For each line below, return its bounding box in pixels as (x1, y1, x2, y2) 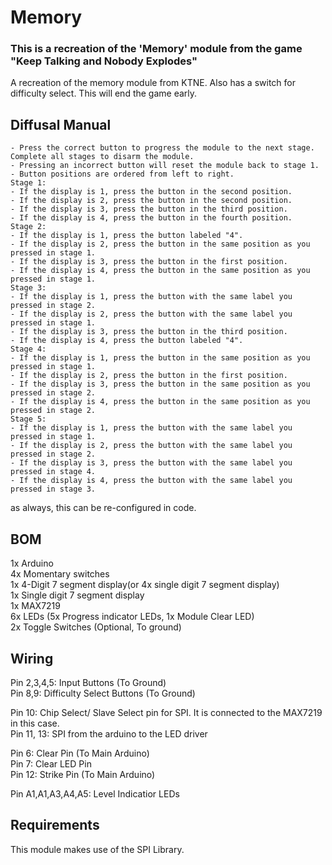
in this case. (10, 717, 60, 729)
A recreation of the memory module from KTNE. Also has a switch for (10, 77, 296, 89)
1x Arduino (10, 557, 54, 570)
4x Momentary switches (10, 568, 110, 580)
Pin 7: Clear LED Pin (10, 757, 92, 770)
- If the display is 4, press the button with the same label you (10, 476, 293, 486)
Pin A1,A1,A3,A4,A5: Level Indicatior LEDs (10, 787, 180, 800)
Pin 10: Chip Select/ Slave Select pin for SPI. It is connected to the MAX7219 (10, 706, 323, 718)
